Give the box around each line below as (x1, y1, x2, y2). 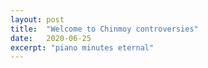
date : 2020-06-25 (10, 33, 92, 43)
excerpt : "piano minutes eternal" (10, 42, 155, 53)
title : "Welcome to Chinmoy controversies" (10, 24, 199, 34)
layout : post (10, 14, 65, 25)
